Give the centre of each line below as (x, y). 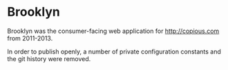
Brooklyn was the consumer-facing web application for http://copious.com (113, 31)
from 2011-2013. (30, 38)
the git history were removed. (49, 58)
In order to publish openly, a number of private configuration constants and (114, 51)
